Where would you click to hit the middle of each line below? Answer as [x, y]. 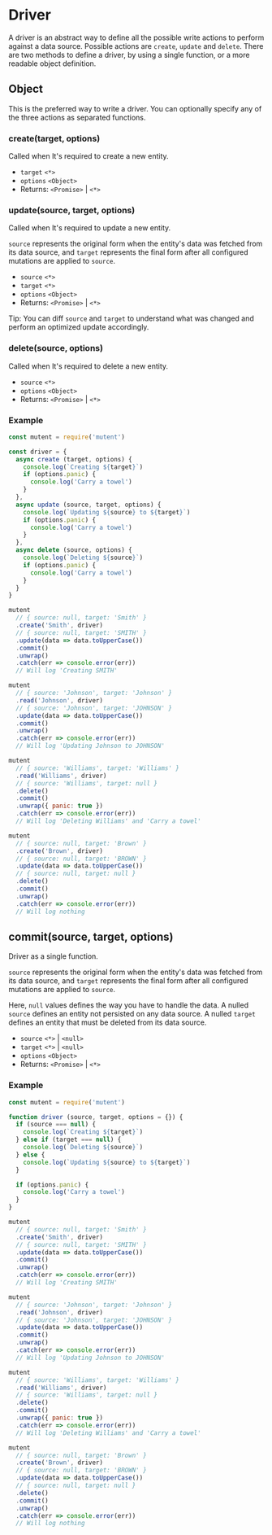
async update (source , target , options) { [89, 505]
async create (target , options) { [74, 459]
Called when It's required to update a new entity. [90, 228]
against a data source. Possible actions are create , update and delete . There [136, 46]
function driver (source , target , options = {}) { [96, 1117]
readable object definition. [52, 63]
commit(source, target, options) [91, 936]
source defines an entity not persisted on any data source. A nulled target [132, 1014]
